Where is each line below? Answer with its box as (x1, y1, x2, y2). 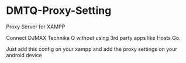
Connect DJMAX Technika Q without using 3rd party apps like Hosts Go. (6, 34, 181, 41)
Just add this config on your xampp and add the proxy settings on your (6, 45, 177, 53)
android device (6, 51, 42, 58)
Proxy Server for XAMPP (6, 23, 66, 30)
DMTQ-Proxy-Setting (6, 4, 112, 17)
